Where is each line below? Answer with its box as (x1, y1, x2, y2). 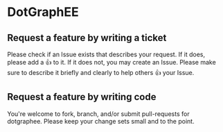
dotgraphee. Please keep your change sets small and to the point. (7, 117, 195, 125)
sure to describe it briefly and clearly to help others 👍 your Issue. (7, 69, 195, 76)
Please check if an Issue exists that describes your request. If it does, (7, 50, 206, 58)
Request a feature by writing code (7, 91, 157, 103)
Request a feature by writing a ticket (7, 32, 167, 44)
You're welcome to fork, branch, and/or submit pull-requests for (7, 109, 190, 118)
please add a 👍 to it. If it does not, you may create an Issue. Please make (7, 58, 216, 66)
